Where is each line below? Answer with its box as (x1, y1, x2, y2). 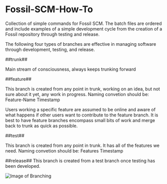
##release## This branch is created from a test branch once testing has (5, 158, 155, 164)
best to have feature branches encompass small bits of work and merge (5, 117, 155, 123)
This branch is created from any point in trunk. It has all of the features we (5, 142, 160, 148)
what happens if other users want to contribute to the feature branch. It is (5, 112, 158, 118)
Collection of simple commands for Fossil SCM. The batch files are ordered (5, 20, 162, 26)
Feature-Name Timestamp (5, 97, 60, 103)
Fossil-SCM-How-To (5, 4, 93, 15)
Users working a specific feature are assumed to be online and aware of (5, 106, 156, 112)
